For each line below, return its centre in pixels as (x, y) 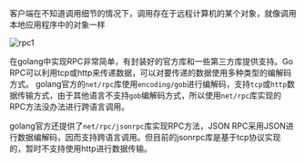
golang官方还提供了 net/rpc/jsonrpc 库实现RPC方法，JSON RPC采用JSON (148, 126)
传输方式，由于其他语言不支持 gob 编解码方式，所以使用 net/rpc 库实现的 (149, 95)
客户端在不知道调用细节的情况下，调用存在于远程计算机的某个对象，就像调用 (153, 13)
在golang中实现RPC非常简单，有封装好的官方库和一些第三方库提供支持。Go (152, 61)
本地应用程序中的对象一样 (57, 24)
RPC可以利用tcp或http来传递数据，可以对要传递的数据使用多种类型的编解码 (151, 72)
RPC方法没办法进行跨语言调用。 (70, 106)
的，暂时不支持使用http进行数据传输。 (81, 149)
